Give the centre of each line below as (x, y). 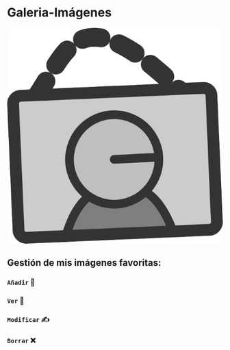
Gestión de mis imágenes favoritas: (84, 263)
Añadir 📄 (21, 282)
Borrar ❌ (22, 340)
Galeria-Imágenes (59, 13)
